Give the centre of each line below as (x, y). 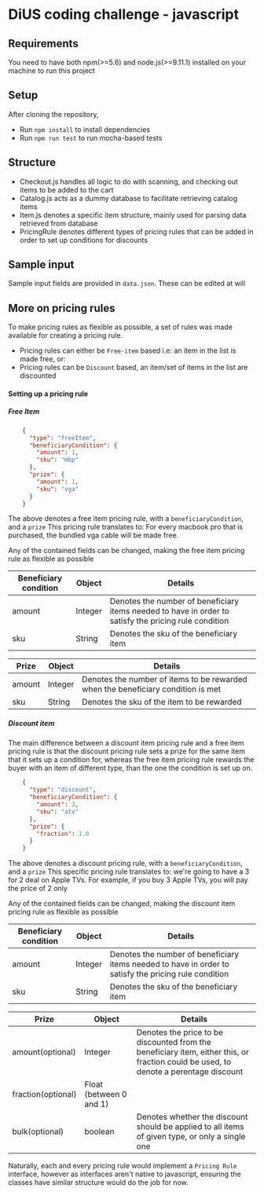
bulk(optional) (38, 1131)
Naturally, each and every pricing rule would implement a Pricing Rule (123, 1166)
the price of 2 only (38, 889)
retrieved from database (59, 223)
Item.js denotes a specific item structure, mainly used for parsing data (133, 214)
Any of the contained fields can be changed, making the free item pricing (126, 551)
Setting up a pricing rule (48, 394)
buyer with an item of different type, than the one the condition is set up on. (130, 768)
